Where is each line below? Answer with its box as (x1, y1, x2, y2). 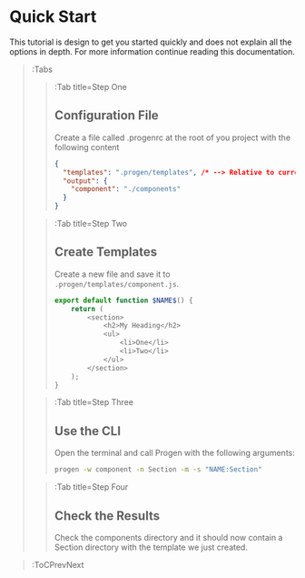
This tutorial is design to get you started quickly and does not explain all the (9, 36, 292, 47)
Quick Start (9, 6, 97, 27)
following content (54, 141, 120, 152)
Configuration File (54, 107, 159, 124)
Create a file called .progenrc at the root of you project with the (54, 132, 291, 143)
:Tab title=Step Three (54, 397, 134, 408)
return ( (71, 304, 104, 313)
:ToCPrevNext (31, 559, 84, 570)
